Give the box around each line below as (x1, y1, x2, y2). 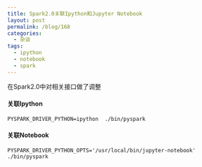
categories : (7, 29, 42, 37)
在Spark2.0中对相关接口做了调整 (7, 82, 102, 91)
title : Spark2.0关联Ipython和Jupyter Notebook (7, 10, 142, 17)
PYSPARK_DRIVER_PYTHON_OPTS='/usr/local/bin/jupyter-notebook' (7, 147, 196, 154)
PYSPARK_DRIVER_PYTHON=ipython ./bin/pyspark (7, 115, 146, 122)
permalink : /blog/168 (7, 23, 71, 30)
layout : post (7, 17, 46, 24)
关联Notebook (7, 131, 49, 140)
